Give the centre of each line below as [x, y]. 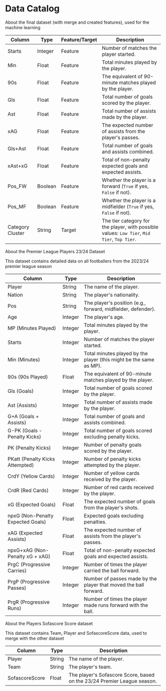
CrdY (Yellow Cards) [31, 476]
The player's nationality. [112, 295]
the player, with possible [130, 227]
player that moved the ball [114, 584]
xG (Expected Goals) [32, 504]
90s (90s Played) [28, 377]
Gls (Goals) [21, 391]
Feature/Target [79, 39]
